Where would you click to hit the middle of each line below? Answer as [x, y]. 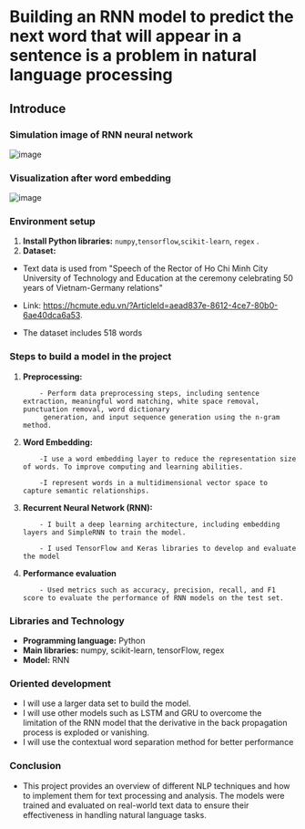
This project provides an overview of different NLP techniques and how [156, 785]
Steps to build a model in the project [91, 357]
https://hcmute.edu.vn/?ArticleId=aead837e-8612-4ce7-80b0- [161, 306]
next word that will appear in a [126, 36]
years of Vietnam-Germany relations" [93, 288]
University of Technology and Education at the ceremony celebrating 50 [158, 278]
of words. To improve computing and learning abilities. [133, 467]
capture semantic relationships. [86, 491]
